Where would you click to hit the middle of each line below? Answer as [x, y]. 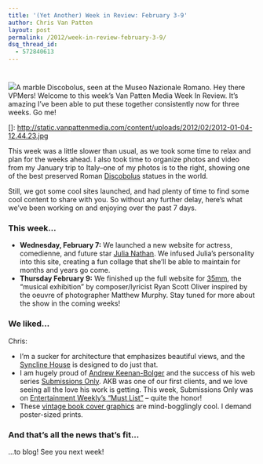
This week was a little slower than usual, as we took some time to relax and [130, 151]
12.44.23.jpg [28, 136]
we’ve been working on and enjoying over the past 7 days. [102, 208]
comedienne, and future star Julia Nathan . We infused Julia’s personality [137, 254]
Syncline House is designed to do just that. [89, 364]
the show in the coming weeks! [69, 303]
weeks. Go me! [32, 112]
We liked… [29, 324]
